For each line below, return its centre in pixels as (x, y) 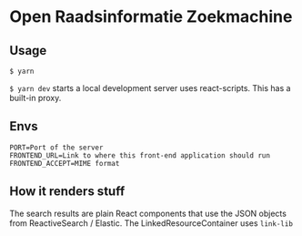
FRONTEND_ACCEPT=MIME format (65, 163)
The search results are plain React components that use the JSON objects (148, 213)
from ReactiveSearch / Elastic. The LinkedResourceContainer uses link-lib (151, 223)
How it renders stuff (67, 192)
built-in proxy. (35, 98)
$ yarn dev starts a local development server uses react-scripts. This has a (150, 88)
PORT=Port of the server (56, 148)
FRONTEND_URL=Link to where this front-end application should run (140, 155)
